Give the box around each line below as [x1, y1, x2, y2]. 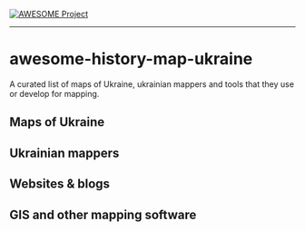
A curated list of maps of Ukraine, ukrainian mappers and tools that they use [9, 78, 295, 90]
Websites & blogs [9, 177, 111, 192]
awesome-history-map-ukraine [9, 49, 253, 70]
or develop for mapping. [9, 88, 100, 99]
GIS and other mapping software [9, 207, 197, 222]
